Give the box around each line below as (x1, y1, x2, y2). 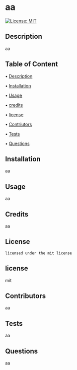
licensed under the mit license (5, 250, 72, 256)
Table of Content (5, 60, 58, 69)
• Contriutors (5, 121, 32, 127)
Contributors (5, 292, 46, 300)
